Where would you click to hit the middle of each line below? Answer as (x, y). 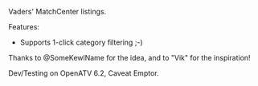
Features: (24, 27)
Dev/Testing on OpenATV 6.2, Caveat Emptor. (84, 73)
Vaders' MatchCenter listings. (57, 12)
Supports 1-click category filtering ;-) (81, 42)
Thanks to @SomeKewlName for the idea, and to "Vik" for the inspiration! (129, 58)
